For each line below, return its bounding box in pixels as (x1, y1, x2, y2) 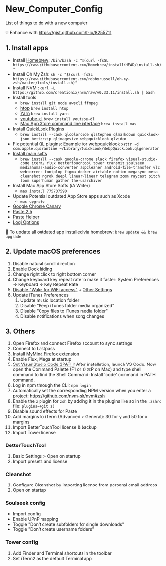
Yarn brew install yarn (20, 110, 69, 116)
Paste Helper (12, 214, 40, 220)
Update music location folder (20, 297, 80, 303)
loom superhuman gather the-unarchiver (20, 178, 103, 183)
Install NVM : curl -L (12, 85, 56, 91)
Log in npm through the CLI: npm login (12, 382, 91, 388)
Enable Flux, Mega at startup (12, 356, 72, 362)
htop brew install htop (20, 105, 69, 111)
